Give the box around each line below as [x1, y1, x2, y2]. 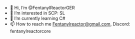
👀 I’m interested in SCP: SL [9, 10, 65, 16]
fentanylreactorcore [9, 28, 51, 34]
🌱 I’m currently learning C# [9, 15, 65, 21]
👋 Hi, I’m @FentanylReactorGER [9, 5, 75, 10]
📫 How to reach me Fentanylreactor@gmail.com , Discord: [9, 21, 130, 27]
